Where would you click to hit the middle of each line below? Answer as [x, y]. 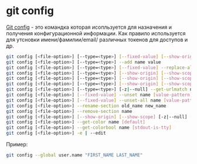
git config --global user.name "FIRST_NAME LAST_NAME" [74, 155]
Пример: [17, 145]
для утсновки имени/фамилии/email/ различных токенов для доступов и [97, 39]
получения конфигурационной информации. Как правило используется [96, 33]
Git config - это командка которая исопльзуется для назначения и [89, 27]
